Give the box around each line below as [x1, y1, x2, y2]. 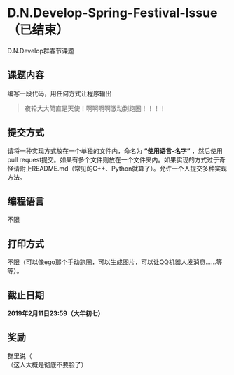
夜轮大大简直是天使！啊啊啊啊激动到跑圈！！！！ [24, 104, 166, 112]
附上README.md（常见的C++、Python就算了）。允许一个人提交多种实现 [19, 164, 228, 173]
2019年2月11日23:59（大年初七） [7, 309, 104, 317]
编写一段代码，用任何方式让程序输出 [7, 89, 112, 98]
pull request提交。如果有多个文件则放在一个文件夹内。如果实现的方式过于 [7, 155, 219, 164]
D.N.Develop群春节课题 [7, 46, 75, 55]
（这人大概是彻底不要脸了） [7, 360, 88, 369]
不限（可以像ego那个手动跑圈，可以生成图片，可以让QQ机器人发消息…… [7, 258, 216, 266]
